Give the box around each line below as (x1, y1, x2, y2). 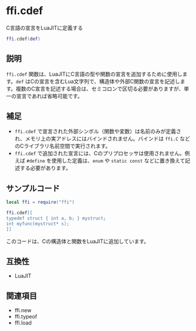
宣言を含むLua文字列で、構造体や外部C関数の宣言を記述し (39, 77, 180, 85)
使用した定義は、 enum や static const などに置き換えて (51, 157, 185, 164)
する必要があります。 (19, 164, 72, 171)
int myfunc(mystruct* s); (6, 221, 69, 227)
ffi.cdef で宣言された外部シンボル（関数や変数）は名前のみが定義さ (14, 128, 182, 135)
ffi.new (14, 307, 32, 314)
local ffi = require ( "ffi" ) (6, 200, 75, 205)
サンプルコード (6, 183, 60, 193)
